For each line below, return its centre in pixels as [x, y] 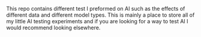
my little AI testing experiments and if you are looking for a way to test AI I [97, 21]
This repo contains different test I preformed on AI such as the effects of [96, 9]
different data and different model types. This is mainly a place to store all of [100, 15]
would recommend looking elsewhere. [53, 27]
